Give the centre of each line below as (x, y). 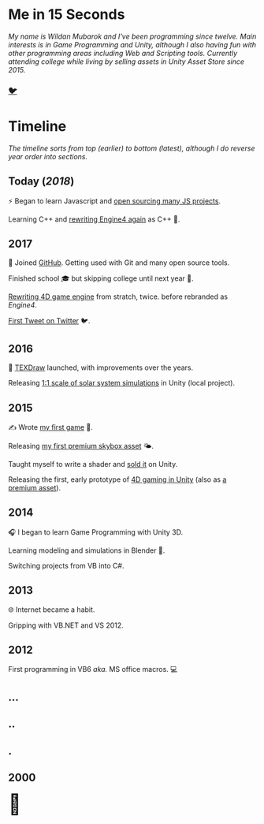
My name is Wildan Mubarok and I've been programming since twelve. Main (132, 36)
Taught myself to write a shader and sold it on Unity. (93, 464)
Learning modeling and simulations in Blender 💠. (87, 550)
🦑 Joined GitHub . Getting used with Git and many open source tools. (119, 263)
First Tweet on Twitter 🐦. (49, 321)
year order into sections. (48, 156)
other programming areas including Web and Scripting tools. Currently (123, 53)
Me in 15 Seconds (67, 15)
